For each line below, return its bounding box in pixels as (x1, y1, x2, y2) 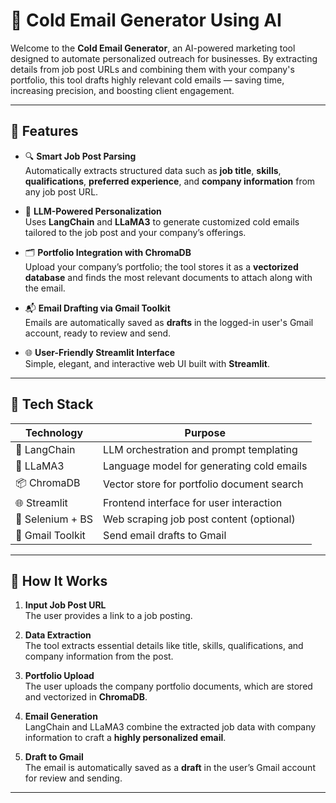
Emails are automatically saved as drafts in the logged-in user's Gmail (24, 316, 314, 328)
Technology (25, 425, 84, 439)
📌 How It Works (10, 572, 108, 589)
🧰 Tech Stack (10, 396, 94, 413)
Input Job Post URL (24, 599, 107, 611)
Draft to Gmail (24, 751, 84, 763)
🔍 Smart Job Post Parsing (24, 150, 137, 162)
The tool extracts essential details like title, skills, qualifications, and (24, 640, 304, 652)
